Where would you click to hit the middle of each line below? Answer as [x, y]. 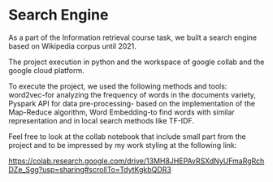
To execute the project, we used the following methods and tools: [118, 86]
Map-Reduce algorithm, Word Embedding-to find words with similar [122, 112]
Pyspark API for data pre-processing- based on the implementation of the [132, 103]
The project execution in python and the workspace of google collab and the [136, 62]
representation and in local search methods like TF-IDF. [102, 120]
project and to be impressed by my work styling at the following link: [123, 145]
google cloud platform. [47, 70]
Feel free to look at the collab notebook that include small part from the [127, 136]
